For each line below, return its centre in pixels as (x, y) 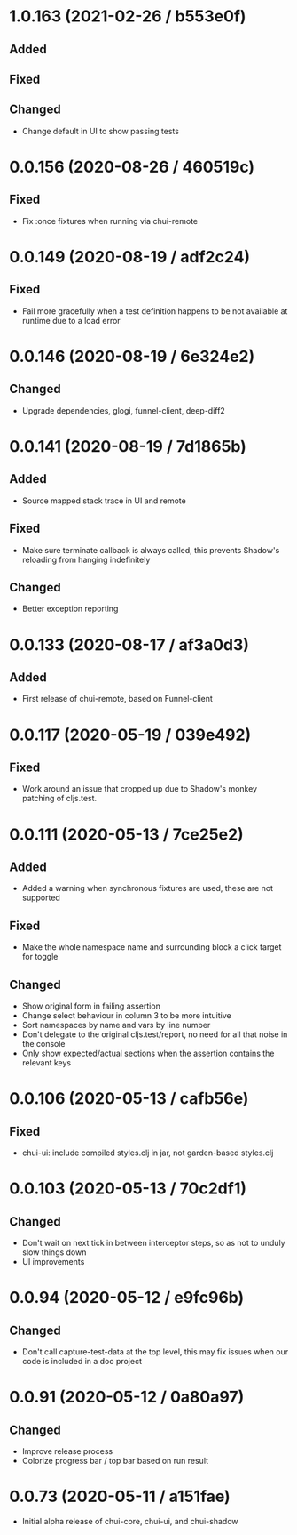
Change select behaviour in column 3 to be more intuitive (127, 1016)
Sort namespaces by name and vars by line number (116, 1025)
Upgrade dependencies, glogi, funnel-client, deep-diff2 (124, 410)
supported (41, 898)
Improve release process (67, 1451)
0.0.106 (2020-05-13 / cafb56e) (129, 1099)
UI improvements (53, 1262)
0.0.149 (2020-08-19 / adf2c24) (130, 257)
